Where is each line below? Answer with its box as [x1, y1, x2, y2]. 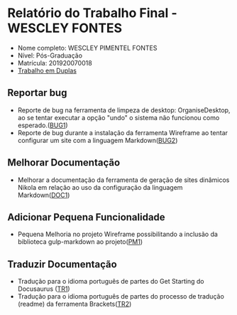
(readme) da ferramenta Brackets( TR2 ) [17, 300, 132, 309]
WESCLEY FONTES [7, 20, 123, 36]
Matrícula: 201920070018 [17, 58, 92, 67]
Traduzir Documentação [7, 258, 117, 270]
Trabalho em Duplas [17, 66, 77, 75]
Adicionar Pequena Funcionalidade [7, 211, 165, 223]
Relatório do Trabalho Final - [7, 5, 177, 21]
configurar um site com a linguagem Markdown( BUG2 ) [17, 136, 178, 144]
